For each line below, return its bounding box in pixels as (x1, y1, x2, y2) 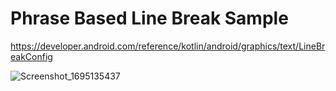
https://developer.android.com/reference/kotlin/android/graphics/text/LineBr (10, 40, 326, 52)
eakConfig (10, 50, 53, 62)
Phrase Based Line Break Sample (10, 7, 289, 30)
